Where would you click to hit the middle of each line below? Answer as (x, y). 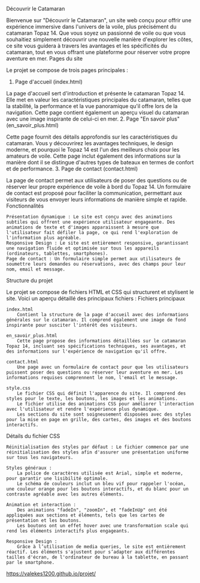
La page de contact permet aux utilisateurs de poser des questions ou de (97, 180)
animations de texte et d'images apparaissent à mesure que (83, 227)
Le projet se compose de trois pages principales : (67, 70)
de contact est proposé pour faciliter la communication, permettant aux (94, 193)
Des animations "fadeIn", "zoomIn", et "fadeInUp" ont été (92, 510)
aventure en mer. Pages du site (44, 58)
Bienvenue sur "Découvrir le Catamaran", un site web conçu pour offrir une (99, 20)
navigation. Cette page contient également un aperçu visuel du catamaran (98, 112)
